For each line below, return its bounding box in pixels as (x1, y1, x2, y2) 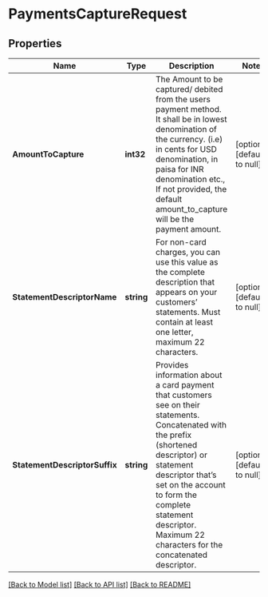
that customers (155, 389, 213, 400)
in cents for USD (155, 144, 217, 154)
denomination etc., (155, 173, 226, 185)
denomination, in (155, 153, 219, 165)
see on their (155, 400, 201, 410)
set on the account (155, 480, 226, 490)
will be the (155, 213, 194, 225)
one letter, (155, 327, 194, 337)
